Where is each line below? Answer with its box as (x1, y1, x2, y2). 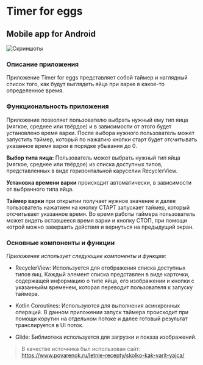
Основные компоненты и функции (6, 238, 115, 247)
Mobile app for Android (6, 29, 96, 39)
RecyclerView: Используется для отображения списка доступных (15, 264, 186, 271)
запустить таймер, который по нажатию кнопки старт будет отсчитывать (6, 136, 198, 143)
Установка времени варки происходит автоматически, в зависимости (6, 179, 192, 186)
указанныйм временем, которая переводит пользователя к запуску (15, 283, 193, 291)
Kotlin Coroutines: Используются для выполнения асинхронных (15, 301, 180, 309)
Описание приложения (6, 60, 79, 68)
